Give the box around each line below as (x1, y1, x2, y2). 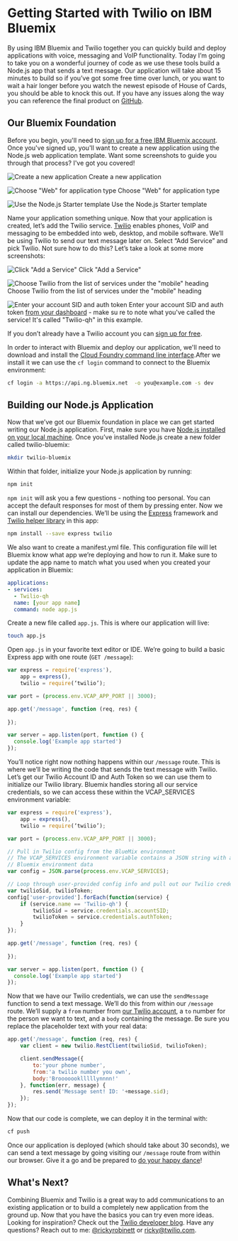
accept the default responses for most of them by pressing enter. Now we (7, 501, 223, 510)
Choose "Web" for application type (118, 186, 220, 195)
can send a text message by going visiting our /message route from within (7, 1148, 221, 1156)
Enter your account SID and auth (128, 300, 224, 308)
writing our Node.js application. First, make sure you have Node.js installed (7, 425, 226, 434)
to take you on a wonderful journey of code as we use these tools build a (7, 58, 220, 67)
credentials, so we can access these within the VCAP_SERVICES (7, 788, 195, 797)
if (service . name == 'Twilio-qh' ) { (20, 901, 129, 908)
